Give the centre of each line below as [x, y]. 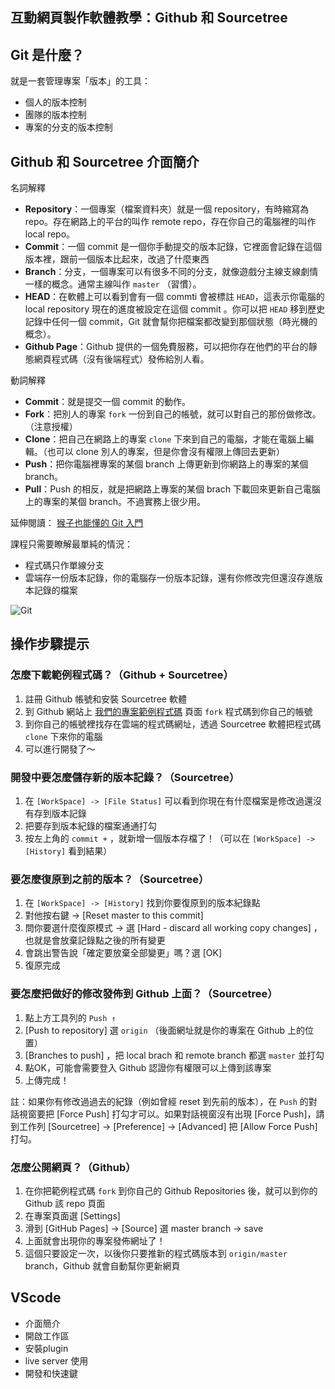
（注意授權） [51, 427]
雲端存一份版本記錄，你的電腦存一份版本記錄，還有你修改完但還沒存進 [169, 578]
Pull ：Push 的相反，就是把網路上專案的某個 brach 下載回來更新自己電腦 [172, 489]
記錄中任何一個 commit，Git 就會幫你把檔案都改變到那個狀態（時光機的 [171, 322]
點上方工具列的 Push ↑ [70, 1017]
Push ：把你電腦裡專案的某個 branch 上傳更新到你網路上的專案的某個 [166, 464]
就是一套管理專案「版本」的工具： [80, 81]
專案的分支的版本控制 [68, 127]
